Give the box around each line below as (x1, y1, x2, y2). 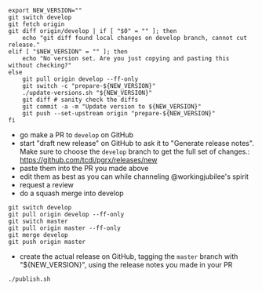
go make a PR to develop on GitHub (19, 130, 134, 140)
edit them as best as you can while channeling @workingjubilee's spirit (19, 172, 249, 181)
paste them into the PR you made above (19, 164, 149, 173)
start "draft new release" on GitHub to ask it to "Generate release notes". (19, 139, 255, 147)
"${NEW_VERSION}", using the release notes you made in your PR (19, 260, 233, 269)
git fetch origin (8, 20, 65, 28)
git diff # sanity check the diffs (22, 96, 139, 104)
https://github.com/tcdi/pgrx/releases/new (19, 155, 158, 164)
